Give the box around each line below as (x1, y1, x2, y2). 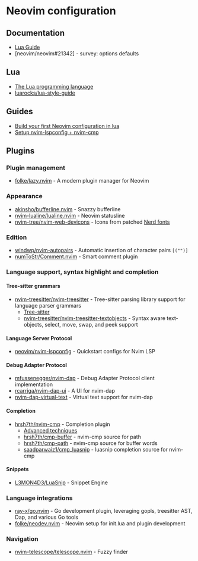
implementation (14, 381, 53, 388)
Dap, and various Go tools (14, 513, 79, 521)
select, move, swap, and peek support (44, 321, 138, 328)
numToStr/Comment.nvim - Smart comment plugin (14, 253, 138, 260)
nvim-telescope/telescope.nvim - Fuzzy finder (14, 549, 129, 556)
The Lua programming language (14, 83, 94, 90)
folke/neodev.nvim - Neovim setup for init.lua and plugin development (14, 520, 186, 527)
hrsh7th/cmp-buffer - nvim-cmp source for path (23, 433, 141, 440)
